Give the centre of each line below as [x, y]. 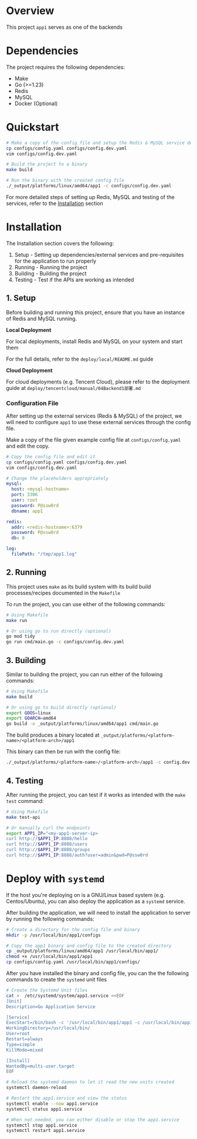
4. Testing [25, 780]
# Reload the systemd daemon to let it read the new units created [90, 1082]
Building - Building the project [50, 273]
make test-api [23, 817]
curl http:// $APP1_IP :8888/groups [48, 850]
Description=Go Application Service [51, 1007]
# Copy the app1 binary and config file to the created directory [89, 946]
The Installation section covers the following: [60, 243]
